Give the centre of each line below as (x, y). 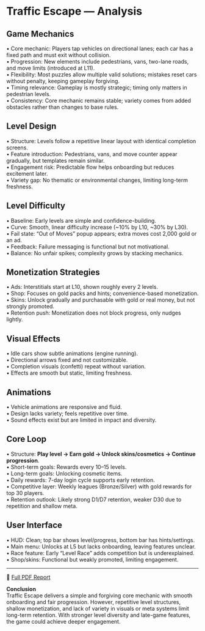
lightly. (15, 319)
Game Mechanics (40, 34)
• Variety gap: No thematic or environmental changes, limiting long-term (97, 180)
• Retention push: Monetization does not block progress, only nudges (94, 313)
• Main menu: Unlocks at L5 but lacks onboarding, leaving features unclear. (101, 547)
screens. (17, 147)
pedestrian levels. (29, 94)
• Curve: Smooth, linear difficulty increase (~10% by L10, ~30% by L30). (97, 227)
